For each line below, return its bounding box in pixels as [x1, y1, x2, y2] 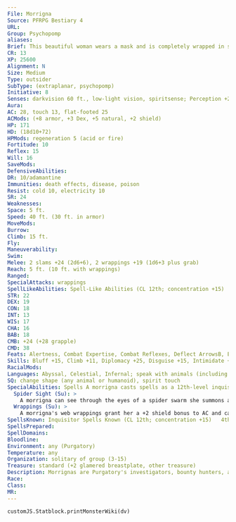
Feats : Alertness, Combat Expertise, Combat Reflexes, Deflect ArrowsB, [7, 351, 225, 358]
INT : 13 [7, 311, 30, 319]
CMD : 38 [7, 344, 30, 352]
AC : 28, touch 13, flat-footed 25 [7, 108, 109, 116]
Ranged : [7, 272, 30, 279]
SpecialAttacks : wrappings [7, 279, 86, 286]
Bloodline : [7, 436, 39, 443]
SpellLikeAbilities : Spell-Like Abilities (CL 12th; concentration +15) [7, 285, 225, 292]
